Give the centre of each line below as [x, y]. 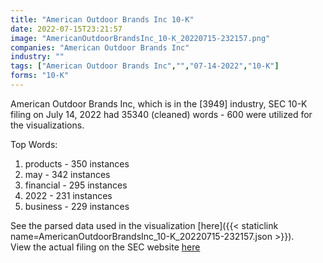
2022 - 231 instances [68, 195]
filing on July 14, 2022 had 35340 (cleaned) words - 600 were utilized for [161, 114]
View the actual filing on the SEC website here [105, 247]
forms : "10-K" [40, 76]
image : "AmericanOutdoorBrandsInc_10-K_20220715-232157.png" [140, 38]
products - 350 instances [77, 163]
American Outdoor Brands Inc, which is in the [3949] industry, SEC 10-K [159, 103]
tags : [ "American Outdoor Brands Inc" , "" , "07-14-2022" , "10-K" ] [145, 66]
